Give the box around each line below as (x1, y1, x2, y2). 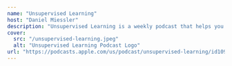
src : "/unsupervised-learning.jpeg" (13, 36, 119, 43)
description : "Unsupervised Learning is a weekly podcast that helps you (7, 23, 224, 30)
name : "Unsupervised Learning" (7, 10, 97, 17)
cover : (7, 29, 26, 36)
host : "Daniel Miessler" (7, 16, 79, 23)
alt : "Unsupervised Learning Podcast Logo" (13, 42, 140, 49)
